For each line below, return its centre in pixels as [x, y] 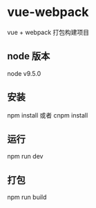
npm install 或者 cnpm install [48, 115]
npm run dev [25, 157]
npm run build [27, 197]
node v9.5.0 [24, 73]
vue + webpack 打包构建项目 [48, 32]
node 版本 [29, 56]
